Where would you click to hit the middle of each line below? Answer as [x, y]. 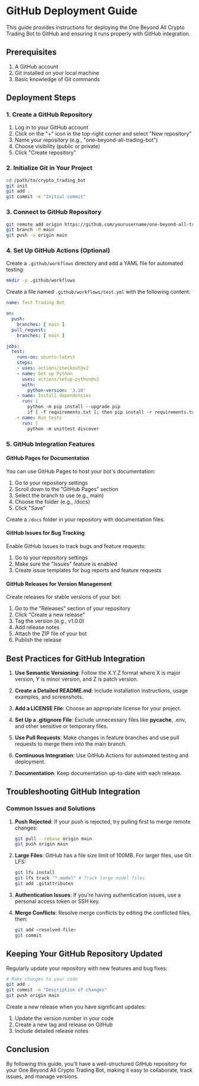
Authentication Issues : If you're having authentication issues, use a [98, 895]
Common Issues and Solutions [51, 809]
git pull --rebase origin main [53, 839]
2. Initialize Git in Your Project [49, 168]
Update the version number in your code [64, 1018]
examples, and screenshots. [49, 697]
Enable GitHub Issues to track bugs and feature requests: [76, 546]
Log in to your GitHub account [52, 127]
